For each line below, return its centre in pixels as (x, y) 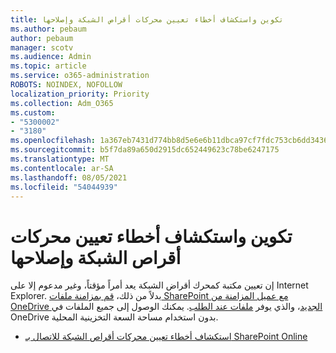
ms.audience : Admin (51, 57)
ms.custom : (33, 112)
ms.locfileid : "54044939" (64, 187)
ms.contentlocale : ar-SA (62, 168)
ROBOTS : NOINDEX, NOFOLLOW (66, 85)
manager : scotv (42, 47)
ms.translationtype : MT (60, 159)
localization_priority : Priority (80, 94)
